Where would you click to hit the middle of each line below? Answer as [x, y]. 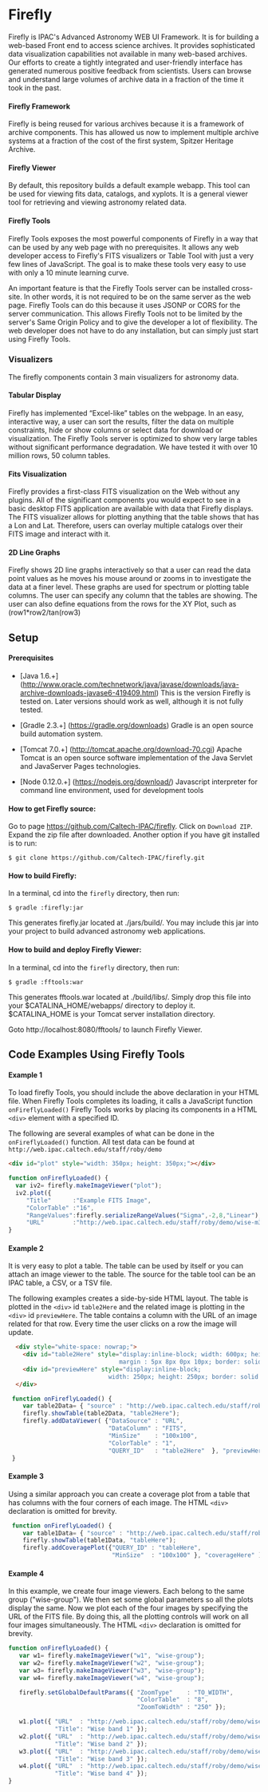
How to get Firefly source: [52, 808]
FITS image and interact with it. [59, 534]
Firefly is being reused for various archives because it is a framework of [126, 124]
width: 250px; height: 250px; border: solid [183, 1376]
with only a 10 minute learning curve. [69, 273]
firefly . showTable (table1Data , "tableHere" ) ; [100, 1540]
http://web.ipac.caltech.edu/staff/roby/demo [85, 1150]
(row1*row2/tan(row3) [45, 612]
